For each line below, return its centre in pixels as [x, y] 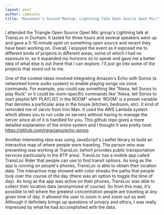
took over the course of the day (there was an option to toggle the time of [79, 176]
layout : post [18, 10]
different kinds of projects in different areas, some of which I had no [73, 53]
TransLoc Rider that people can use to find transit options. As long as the [79, 161]
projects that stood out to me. [35, 69]
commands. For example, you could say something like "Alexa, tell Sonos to [81, 89]
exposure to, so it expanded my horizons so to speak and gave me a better [80, 59]
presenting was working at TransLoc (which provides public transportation [80, 150]
